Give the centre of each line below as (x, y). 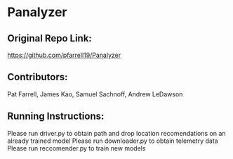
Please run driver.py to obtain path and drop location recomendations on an (116, 133)
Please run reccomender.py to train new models (76, 148)
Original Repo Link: (50, 38)
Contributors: (38, 77)
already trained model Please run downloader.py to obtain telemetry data (113, 141)
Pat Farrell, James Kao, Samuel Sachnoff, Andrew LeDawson (95, 94)
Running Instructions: (56, 116)
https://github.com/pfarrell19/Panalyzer (64, 55)
